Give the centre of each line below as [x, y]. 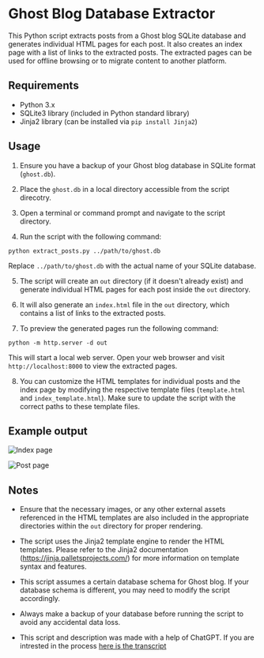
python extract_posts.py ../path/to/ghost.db [84, 251]
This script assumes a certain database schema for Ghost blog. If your [134, 582]
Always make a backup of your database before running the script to [131, 614]
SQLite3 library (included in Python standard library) [104, 113]
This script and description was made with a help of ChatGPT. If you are [137, 637]
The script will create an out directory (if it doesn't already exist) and [131, 280]
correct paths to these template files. [80, 406]
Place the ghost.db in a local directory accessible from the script [124, 189]
